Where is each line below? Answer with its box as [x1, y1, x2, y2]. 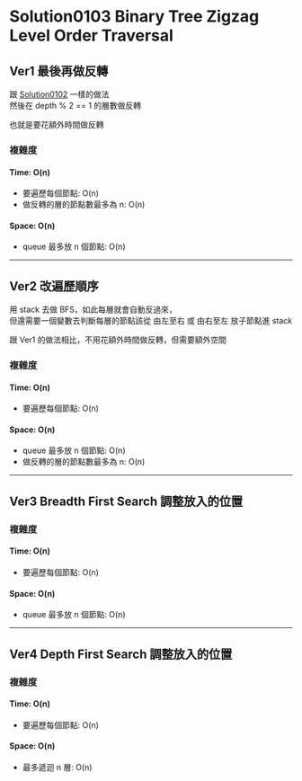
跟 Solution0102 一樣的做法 [9, 89, 110, 100]
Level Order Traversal [9, 25, 173, 46]
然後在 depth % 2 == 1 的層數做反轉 [9, 101, 142, 111]
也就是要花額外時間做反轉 [9, 120, 104, 129]
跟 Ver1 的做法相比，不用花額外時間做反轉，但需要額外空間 [9, 334, 226, 345]
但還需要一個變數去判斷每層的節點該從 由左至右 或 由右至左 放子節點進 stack [9, 315, 293, 326]
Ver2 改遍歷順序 [9, 279, 99, 294]
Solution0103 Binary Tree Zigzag [9, 6, 260, 27]
